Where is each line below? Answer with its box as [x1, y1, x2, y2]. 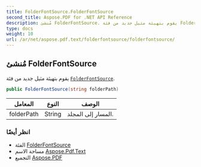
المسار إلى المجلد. [67, 110, 114, 118]
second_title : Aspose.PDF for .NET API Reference [6, 14, 133, 20]
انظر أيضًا [6, 127, 31, 136]
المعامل [14, 99, 34, 108]
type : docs [6, 25, 33, 32]
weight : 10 [6, 31, 33, 37]
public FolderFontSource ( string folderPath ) [6, 86, 119, 92]
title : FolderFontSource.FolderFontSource [6, 8, 114, 15]
